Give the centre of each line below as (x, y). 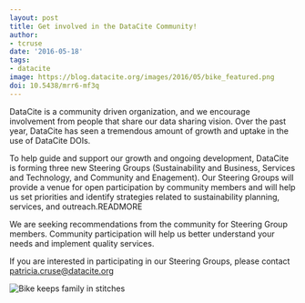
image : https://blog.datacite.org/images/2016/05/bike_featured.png (142, 77)
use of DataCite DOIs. (50, 140)
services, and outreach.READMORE (76, 207)
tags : (20, 60)
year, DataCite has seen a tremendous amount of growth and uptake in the (149, 131)
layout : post (34, 18)
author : (24, 35)
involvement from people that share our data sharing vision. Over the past (148, 121)
